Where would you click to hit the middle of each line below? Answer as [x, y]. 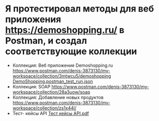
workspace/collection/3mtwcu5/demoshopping [62, 76]
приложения [33, 19]
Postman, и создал [46, 41]
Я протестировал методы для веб [80, 9]
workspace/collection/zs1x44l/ [44, 108]
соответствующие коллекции [71, 51]
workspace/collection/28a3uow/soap [51, 92]
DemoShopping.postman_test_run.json [53, 81]
